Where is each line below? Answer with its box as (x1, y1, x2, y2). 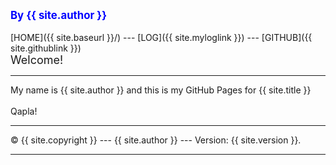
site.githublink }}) (10, 42, 82, 54)
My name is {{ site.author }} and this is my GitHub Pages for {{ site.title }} (10, 84, 312, 96)
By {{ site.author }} (10, 9, 108, 22)
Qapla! (10, 105, 38, 117)
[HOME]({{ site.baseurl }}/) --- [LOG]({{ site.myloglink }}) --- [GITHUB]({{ (10, 32, 313, 43)
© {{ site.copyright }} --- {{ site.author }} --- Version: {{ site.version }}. (10, 134, 302, 146)
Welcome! (10, 53, 64, 67)
